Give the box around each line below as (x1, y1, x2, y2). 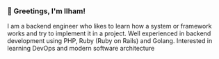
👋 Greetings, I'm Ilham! (7, 6, 86, 16)
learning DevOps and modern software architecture (7, 44, 155, 53)
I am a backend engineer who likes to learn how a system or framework (7, 22, 212, 31)
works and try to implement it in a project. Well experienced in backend (7, 29, 211, 37)
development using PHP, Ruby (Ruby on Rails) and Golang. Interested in (7, 37, 213, 45)
